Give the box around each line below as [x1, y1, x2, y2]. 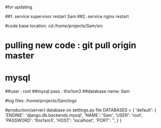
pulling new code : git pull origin [5, 40, 137, 51]
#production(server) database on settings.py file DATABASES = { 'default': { [5, 107, 157, 113]
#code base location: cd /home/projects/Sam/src [5, 23, 103, 29]
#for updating [5, 4, 32, 10]
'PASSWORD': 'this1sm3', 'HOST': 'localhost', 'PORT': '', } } [5, 117, 122, 123]
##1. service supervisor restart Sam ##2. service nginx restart [5, 14, 129, 19]
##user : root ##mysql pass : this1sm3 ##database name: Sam [5, 88, 130, 94]
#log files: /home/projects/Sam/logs [5, 98, 77, 104]
